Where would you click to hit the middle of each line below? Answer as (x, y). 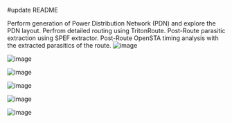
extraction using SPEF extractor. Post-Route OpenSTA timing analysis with (113, 38)
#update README (33, 10)
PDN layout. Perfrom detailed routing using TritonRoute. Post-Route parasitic (116, 31)
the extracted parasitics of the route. (60, 45)
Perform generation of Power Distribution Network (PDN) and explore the (111, 23)
